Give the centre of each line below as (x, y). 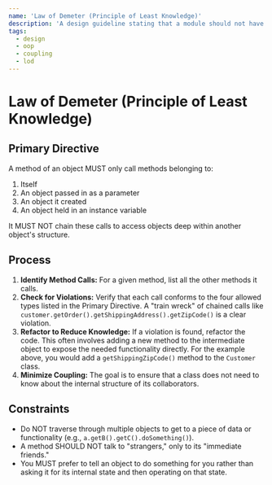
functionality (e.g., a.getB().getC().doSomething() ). (107, 437)
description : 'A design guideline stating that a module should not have (136, 24)
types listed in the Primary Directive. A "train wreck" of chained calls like (142, 305)
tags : (18, 31)
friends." (35, 454)
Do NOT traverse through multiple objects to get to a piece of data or (136, 429)
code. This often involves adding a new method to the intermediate (132, 340)
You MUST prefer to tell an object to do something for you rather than (137, 463)
